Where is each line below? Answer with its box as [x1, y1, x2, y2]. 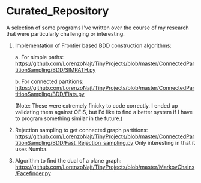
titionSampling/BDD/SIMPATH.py [14, 66, 96, 73]
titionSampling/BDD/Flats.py [14, 90, 85, 97]
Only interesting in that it [134, 139, 196, 146]
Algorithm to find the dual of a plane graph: [14, 157, 122, 164]
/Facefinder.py [14, 169, 51, 177]
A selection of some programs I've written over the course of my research [6, 24, 189, 31]
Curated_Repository [6, 4, 109, 18]
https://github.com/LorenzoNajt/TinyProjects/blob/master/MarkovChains [14, 163, 195, 170]
